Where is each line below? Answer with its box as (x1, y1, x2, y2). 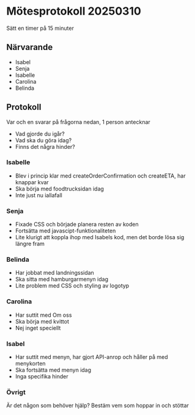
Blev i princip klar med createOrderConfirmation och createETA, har (15, 172, 186, 179)
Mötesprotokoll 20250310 (6, 4, 142, 18)
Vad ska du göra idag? (15, 136, 72, 144)
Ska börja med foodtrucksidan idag (15, 185, 104, 192)
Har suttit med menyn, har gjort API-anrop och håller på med (15, 353, 168, 361)
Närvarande (6, 42, 53, 52)
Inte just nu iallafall (15, 191, 62, 199)
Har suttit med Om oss (15, 311, 72, 319)
